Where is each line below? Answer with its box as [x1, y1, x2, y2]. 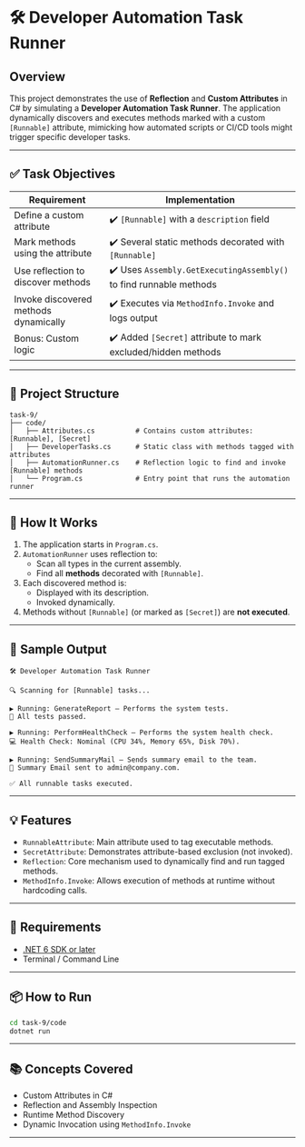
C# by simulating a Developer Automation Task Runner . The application [9, 103, 281, 114]
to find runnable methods [109, 278, 218, 291]
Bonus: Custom [14, 333, 80, 345]
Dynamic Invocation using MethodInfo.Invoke [22, 1119, 192, 1130]
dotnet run [9, 1026, 51, 1036]
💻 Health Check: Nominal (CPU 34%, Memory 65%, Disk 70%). [9, 737, 241, 746]
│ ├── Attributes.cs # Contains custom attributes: [9, 426, 254, 435]
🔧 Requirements [9, 920, 102, 935]
